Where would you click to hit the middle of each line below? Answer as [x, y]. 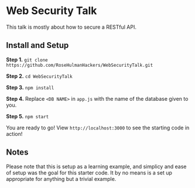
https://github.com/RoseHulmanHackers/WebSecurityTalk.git [80, 65]
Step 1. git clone [27, 59]
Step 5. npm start [28, 116]
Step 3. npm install [30, 87]
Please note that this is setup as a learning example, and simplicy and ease [96, 166]
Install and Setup [37, 45]
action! [14, 134]
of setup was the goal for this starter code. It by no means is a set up [89, 172]
